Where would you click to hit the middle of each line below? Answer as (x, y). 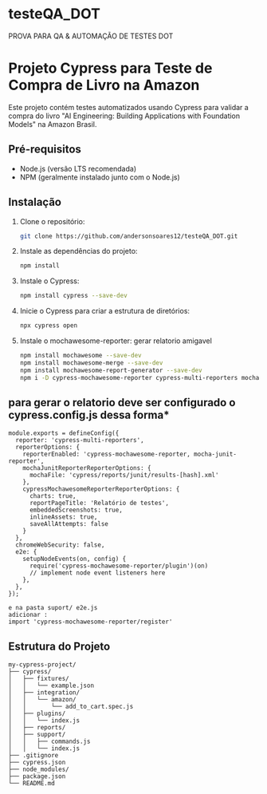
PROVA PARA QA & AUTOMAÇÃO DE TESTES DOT (91, 36)
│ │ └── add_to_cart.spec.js (71, 707)
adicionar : (28, 615)
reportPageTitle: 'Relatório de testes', (99, 504)
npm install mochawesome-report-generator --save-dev (111, 370)
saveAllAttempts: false (69, 524)
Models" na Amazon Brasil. (53, 124)
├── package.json (37, 776)
